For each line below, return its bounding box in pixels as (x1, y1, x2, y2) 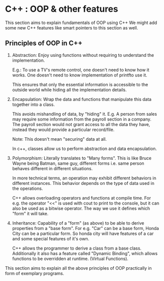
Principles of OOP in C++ (5, 39, 83, 48)
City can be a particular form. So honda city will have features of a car (12, 230, 154, 236)
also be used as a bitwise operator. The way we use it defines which (12, 205, 150, 211)
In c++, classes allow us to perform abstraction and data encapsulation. (12, 146, 157, 152)
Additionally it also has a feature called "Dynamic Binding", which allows (12, 250, 158, 256)
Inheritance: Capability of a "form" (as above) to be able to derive (12, 220, 144, 226)
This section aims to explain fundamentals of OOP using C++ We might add (5, 20, 158, 26)
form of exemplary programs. (5, 270, 65, 276)
